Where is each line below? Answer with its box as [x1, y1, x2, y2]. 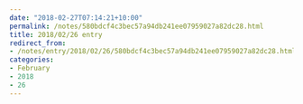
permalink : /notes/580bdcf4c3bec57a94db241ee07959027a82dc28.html [9, 22, 264, 31]
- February [9, 64, 50, 73]
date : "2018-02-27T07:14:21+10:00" [9, 13, 143, 23]
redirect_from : [9, 38, 67, 48]
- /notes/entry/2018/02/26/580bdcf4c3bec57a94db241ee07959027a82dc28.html [9, 47, 297, 56]
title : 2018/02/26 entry [9, 30, 103, 39]
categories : [9, 55, 54, 64]
